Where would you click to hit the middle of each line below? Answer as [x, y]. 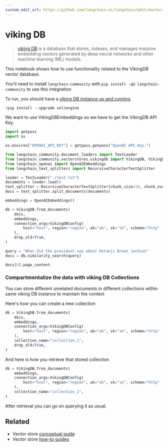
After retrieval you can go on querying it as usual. [56, 406]
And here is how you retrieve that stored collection [57, 359]
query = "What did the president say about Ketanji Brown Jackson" [77, 251]
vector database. [22, 74]
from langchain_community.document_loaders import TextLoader [71, 155]
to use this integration [49, 89]
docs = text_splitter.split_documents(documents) [58, 191]
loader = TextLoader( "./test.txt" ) [42, 177]
